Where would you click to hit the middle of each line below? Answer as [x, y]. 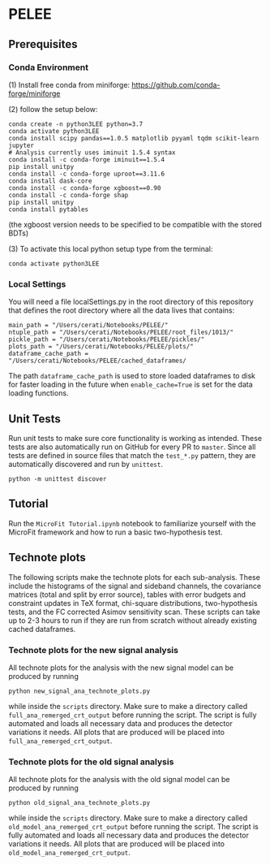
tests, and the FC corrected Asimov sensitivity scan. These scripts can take [135, 612]
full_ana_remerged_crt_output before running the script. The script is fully [133, 715]
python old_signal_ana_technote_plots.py [79, 803]
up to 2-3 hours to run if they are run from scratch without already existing [133, 620]
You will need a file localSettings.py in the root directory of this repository [131, 302]
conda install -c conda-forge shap [69, 195]
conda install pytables [49, 209]
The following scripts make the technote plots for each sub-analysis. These [135, 577]
